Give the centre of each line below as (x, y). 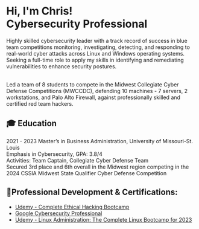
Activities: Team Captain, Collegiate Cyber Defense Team (77, 160)
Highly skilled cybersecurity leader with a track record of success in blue (97, 40)
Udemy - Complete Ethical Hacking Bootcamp (72, 207)
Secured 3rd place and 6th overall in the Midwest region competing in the (98, 167)
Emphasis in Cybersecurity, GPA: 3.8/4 (54, 154)
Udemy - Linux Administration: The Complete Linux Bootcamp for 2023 (103, 219)
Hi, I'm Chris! (39, 11)
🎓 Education (32, 124)
